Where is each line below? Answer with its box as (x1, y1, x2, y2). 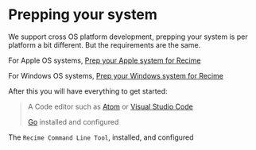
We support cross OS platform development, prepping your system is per (8, 32, 248, 41)
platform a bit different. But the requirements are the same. (8, 40, 201, 49)
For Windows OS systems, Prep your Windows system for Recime (8, 71, 224, 80)
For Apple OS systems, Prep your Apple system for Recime (8, 56, 201, 65)
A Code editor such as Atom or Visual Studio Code (27, 102, 193, 111)
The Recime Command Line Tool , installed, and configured (8, 133, 194, 142)
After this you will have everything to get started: (8, 86, 169, 96)
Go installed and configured (27, 117, 119, 126)
